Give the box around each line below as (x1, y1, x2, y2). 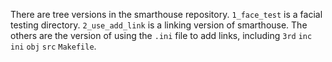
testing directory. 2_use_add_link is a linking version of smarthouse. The (10, 19, 308, 31)
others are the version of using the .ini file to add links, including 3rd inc (10, 30, 313, 41)
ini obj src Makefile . (10, 40, 97, 52)
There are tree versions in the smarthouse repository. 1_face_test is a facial (10, 9, 323, 20)
